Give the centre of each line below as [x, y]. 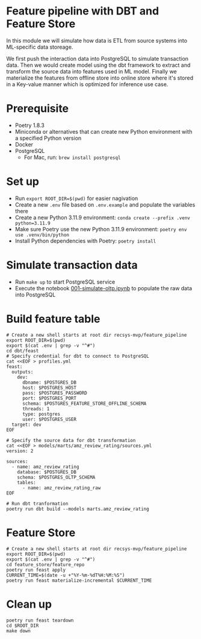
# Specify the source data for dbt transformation [71, 440]
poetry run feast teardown [40, 620]
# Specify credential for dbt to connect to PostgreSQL [78, 356]
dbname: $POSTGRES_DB [49, 382]
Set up [23, 182]
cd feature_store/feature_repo [45, 564]
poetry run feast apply [36, 570]
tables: [26, 482]
